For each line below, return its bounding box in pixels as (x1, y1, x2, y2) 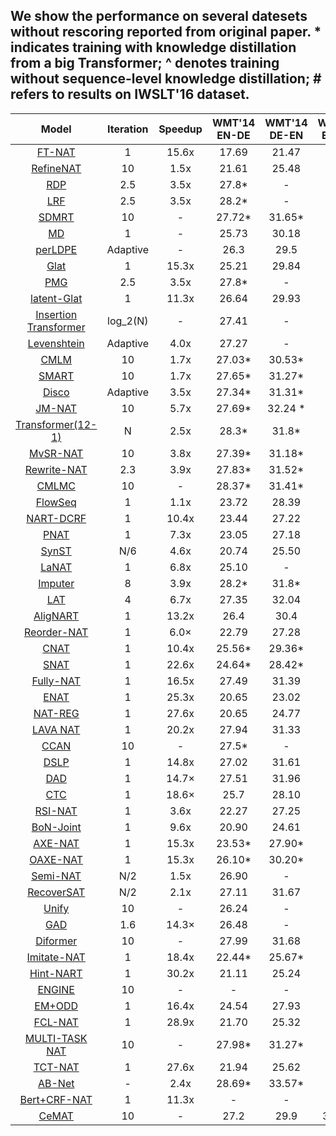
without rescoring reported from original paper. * (10, 24, 322, 41)
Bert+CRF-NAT (19, 1092, 93, 1106)
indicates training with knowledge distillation (10, 39, 297, 56)
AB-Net (37, 1076, 75, 1090)
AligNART (33, 609, 80, 623)
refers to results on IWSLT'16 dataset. (10, 86, 250, 103)
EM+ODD (34, 999, 79, 1013)
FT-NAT (36, 145, 76, 159)
